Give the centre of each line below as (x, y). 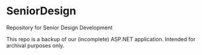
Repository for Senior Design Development (60, 27)
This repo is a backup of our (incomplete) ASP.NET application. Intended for (101, 39)
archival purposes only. (35, 45)
